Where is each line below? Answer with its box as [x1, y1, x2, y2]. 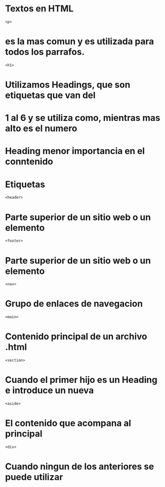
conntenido [5, 156, 53, 167]
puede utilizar [5, 472, 63, 483]
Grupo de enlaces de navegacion [5, 298, 143, 310]
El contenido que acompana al [5, 418, 131, 429]
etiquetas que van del [5, 90, 96, 101]
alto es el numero [5, 123, 78, 134]
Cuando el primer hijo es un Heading [5, 375, 158, 385]
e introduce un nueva [5, 385, 94, 396]
